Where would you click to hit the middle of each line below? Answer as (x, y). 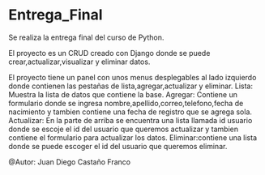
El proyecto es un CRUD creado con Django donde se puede (109, 53)
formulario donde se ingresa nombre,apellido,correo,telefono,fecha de (126, 103)
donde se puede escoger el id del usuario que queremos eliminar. (118, 146)
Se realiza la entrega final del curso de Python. (86, 37)
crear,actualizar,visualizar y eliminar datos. (79, 62)
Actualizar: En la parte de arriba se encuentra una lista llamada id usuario (130, 120)
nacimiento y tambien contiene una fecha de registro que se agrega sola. (130, 112)
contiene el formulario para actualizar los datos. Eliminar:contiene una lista (133, 137)
